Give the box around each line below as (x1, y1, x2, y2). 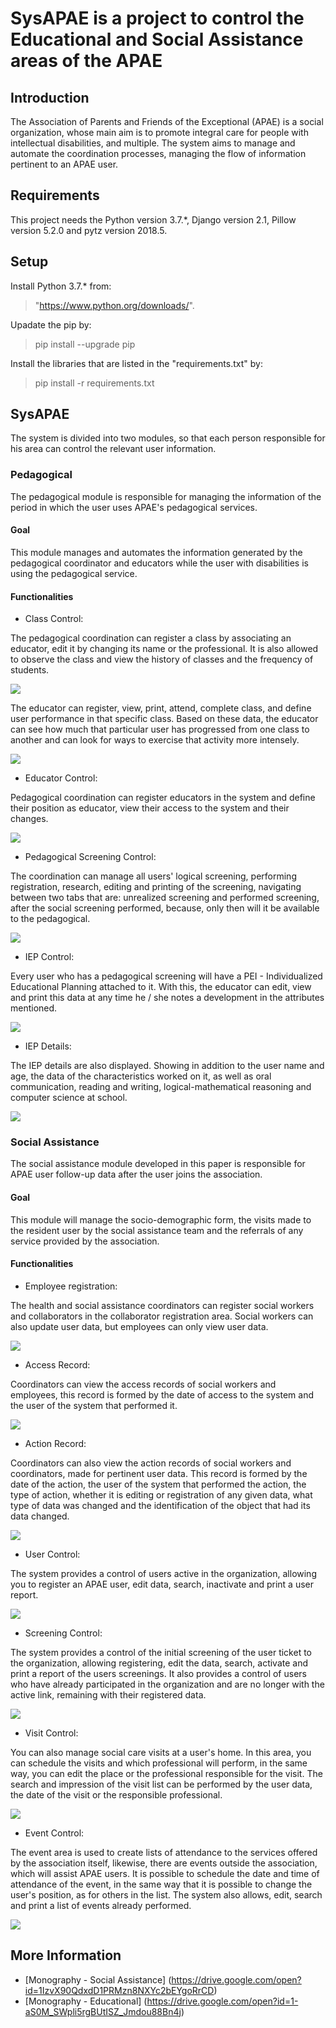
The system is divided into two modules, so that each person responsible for (10, 432, 326, 444)
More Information (10, 1947, 122, 1964)
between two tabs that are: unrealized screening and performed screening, (10, 892, 320, 904)
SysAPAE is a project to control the (10, 7, 305, 30)
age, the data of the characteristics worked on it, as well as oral (10, 1070, 272, 1082)
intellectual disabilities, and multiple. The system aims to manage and (10, 137, 296, 149)
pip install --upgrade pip (34, 338, 136, 350)
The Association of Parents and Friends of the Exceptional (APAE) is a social (10, 116, 324, 127)
